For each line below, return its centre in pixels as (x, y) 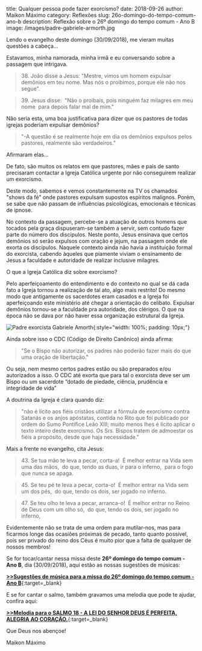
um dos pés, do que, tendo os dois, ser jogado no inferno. (94, 491)
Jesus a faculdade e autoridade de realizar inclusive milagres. (83, 260)
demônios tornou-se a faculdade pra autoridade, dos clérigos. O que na (96, 309)
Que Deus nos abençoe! (36, 631)
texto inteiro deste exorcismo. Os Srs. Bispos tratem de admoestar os (107, 430)
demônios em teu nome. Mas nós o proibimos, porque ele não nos (103, 82)
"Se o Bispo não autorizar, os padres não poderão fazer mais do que (106, 351)
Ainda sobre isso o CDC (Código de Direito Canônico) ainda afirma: (90, 339)
